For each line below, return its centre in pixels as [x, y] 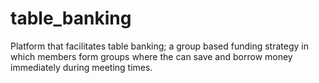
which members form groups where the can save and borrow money [151, 56]
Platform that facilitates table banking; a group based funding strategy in [159, 46]
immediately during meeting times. [81, 67]
